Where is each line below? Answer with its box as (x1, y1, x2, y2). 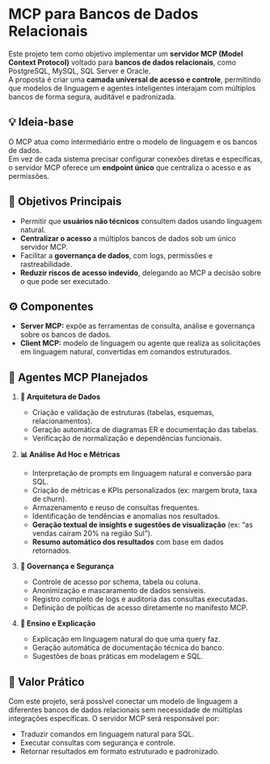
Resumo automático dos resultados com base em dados (32, 537, 224, 547)
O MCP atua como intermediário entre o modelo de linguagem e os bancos (8, 137, 258, 146)
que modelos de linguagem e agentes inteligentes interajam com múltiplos (8, 83, 256, 93)
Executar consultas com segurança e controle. (19, 738, 176, 747)
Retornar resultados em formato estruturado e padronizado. (19, 746, 220, 756)
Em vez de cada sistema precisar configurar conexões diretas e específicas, (8, 154, 263, 163)
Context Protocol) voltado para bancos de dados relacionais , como (8, 57, 237, 67)
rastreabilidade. (19, 259, 73, 269)
